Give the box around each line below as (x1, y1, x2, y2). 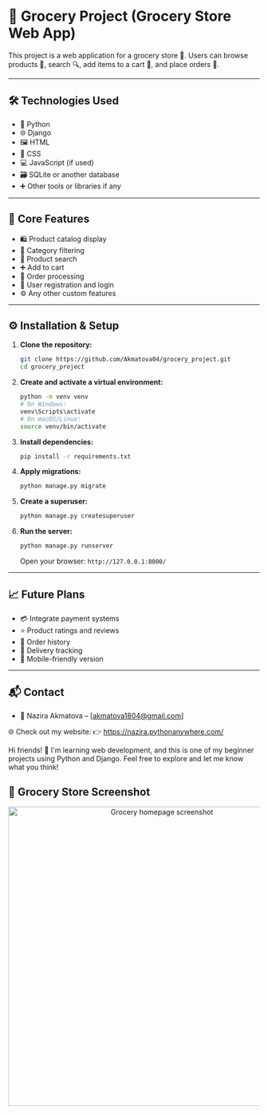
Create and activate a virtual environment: (19, 377, 164, 387)
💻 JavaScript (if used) (19, 157, 94, 167)
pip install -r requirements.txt (19, 452, 132, 460)
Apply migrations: (19, 467, 81, 476)
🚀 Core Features (8, 212, 90, 226)
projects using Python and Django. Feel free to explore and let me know (8, 753, 244, 763)
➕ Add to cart (19, 263, 65, 272)
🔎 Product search (19, 254, 77, 263)
